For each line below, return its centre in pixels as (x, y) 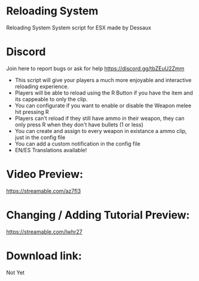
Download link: (44, 256)
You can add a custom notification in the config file (77, 143)
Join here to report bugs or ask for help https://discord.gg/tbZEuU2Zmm (95, 68)
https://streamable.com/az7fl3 (44, 191)
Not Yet (16, 272)
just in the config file (40, 137)
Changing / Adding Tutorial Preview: (98, 215)
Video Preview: (45, 174)
